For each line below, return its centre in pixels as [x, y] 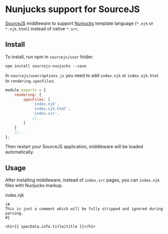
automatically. [20, 152]
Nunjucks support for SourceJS [72, 9]
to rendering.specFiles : [30, 81]
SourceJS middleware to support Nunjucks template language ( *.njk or [79, 23]
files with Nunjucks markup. [34, 185]
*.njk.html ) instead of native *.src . [42, 28]
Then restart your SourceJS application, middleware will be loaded [74, 147]
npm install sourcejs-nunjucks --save [46, 66]
